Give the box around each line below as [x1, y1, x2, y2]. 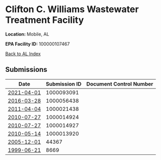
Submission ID [45, 80, 82, 87]
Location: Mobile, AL [5, 31, 49, 37]
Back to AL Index [5, 51, 41, 57]
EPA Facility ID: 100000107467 [5, 41, 70, 47]
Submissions [5, 65, 47, 74]
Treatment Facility [5, 14, 84, 26]
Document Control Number [86, 80, 153, 87]
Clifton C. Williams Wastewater [5, 4, 139, 15]
